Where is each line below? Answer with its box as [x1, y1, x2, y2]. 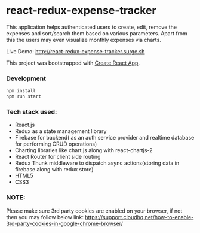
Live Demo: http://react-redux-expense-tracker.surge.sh [6, 47, 145, 55]
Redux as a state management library [14, 128, 107, 135]
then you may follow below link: [6, 213, 84, 220]
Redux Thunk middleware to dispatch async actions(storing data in [14, 159, 180, 167]
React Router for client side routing [14, 153, 101, 161]
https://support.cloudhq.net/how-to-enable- [85, 213, 194, 220]
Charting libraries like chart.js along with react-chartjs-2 [14, 147, 153, 154]
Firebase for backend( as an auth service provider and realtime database [14, 134, 195, 141]
